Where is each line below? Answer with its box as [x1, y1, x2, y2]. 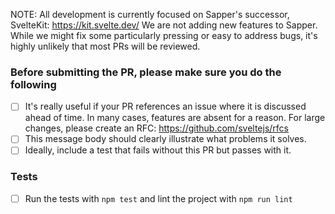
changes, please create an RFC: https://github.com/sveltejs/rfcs [24, 122, 289, 134]
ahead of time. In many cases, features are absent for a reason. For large [24, 112, 326, 124]
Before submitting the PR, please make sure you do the [10, 65, 282, 79]
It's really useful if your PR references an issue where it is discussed [24, 100, 307, 113]
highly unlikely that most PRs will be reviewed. [10, 40, 201, 52]
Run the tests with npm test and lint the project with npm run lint [24, 192, 293, 204]
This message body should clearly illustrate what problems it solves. [24, 133, 307, 145]
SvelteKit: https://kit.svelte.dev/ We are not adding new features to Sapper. [10, 19, 318, 31]
